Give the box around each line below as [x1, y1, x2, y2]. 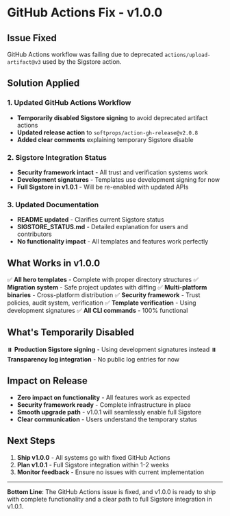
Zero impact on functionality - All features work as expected [16, 393, 190, 401]
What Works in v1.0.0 [7, 257, 101, 269]
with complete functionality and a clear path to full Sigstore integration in [7, 495, 212, 503]
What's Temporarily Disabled [7, 327, 135, 338]
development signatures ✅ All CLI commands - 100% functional [7, 307, 188, 315]
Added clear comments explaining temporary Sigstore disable [16, 135, 194, 143]
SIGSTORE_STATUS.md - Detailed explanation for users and [16, 223, 188, 231]
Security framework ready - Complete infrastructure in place [16, 400, 192, 409]
